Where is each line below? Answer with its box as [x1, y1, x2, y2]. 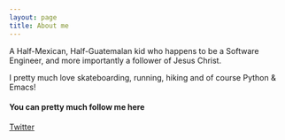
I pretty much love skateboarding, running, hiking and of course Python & [9, 72, 276, 82]
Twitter [9, 121, 35, 132]
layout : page [9, 12, 58, 22]
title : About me [9, 21, 69, 30]
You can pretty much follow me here [9, 102, 145, 113]
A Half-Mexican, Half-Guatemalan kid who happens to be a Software [9, 45, 259, 56]
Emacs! [9, 82, 36, 92]
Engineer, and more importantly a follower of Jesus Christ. [9, 55, 222, 66]
